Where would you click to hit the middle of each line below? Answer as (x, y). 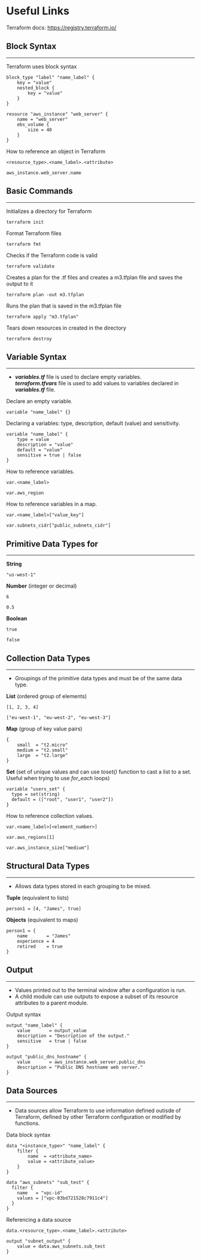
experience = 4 (36, 941)
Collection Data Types (48, 658)
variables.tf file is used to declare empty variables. (78, 377)
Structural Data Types (48, 866)
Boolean (17, 619)
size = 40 (40, 130)
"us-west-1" (21, 575)
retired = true (40, 946)
